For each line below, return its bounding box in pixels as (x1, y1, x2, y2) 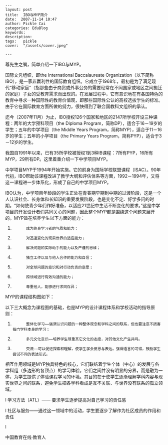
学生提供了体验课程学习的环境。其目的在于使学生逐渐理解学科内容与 (18, 374, 158, 379)
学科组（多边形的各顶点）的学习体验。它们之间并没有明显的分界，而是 (5, 367, 150, 373)
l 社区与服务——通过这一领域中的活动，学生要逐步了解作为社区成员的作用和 (5, 407, 161, 413)
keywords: (5, 30, 26, 35)
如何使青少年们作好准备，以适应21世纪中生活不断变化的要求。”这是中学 (15, 203, 160, 208)
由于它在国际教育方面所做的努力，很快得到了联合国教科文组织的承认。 (5, 103, 150, 109)
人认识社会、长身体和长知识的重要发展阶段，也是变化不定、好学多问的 (5, 196, 150, 202)
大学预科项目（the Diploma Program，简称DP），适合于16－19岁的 (26, 120, 162, 126)
